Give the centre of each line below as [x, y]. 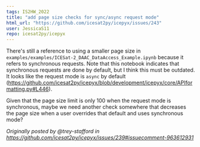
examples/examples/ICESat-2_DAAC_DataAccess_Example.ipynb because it [95, 57]
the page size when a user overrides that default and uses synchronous [95, 114]
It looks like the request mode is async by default [66, 76]
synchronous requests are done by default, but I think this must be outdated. [101, 70]
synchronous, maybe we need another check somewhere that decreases [96, 107]
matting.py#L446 [28, 89]
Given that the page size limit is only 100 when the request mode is [89, 101]
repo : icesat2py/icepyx [36, 34]
